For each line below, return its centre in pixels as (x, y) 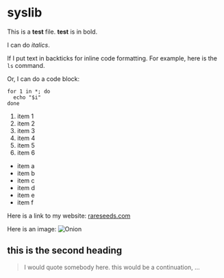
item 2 (26, 123)
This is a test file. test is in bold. (52, 32)
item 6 (26, 152)
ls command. (26, 65)
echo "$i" (27, 97)
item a (26, 165)
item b (26, 173)
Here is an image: (32, 229)
